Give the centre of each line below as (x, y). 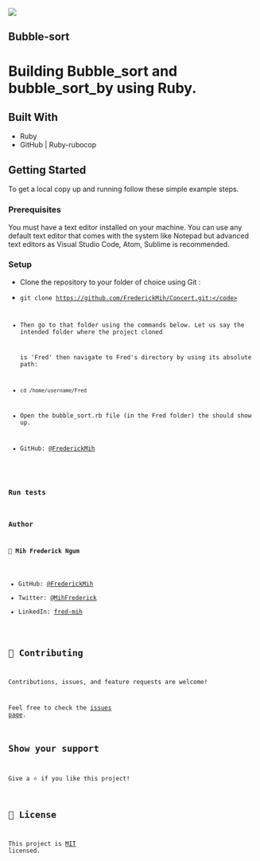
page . (17, 714)
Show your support (54, 749)
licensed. (25, 851)
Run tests (27, 493)
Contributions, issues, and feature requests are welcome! (108, 682)
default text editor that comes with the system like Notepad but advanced (128, 236)
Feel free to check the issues (60, 708)
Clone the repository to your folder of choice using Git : (110, 282)
